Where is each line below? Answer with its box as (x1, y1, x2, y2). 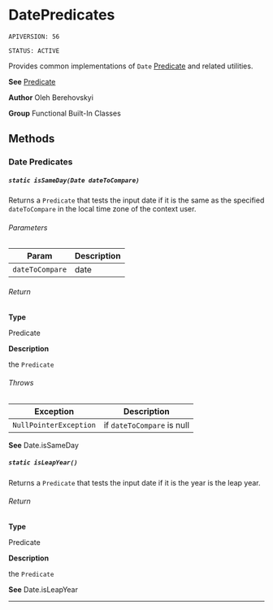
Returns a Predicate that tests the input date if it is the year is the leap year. (8, 477, 262, 487)
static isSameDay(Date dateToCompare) (8, 176, 140, 185)
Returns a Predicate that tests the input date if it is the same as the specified (8, 195, 265, 205)
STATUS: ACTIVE (8, 46, 60, 54)
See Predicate (8, 76, 56, 86)
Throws (8, 378, 34, 388)
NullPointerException (12, 420, 96, 429)
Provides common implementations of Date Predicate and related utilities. (8, 61, 253, 71)
